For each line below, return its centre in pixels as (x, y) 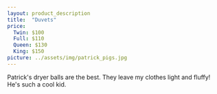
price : (16, 26)
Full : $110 (29, 39)
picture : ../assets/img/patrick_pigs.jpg (67, 58)
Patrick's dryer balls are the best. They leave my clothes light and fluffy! (109, 77)
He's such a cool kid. (37, 84)
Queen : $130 (31, 45)
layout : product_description (49, 13)
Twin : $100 (29, 32)
